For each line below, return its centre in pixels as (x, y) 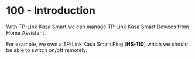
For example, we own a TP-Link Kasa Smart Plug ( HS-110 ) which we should (97, 44)
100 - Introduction (51, 11)
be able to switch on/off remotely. (47, 50)
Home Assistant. (26, 32)
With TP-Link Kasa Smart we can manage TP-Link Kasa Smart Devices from (97, 27)
